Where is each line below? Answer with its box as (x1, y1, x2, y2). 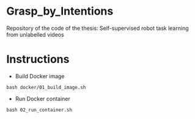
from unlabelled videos (6, 31, 64, 38)
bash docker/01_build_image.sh (6, 84, 86, 90)
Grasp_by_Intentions (6, 4, 114, 18)
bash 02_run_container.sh (6, 107, 72, 113)
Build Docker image (15, 72, 65, 80)
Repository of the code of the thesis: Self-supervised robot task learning (6, 24, 189, 32)
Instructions (6, 52, 70, 67)
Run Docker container (15, 95, 70, 102)
